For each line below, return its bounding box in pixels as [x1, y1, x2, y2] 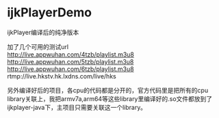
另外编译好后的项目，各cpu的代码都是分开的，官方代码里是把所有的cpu [7, 86, 209, 94]
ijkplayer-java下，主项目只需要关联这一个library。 [7, 103, 147, 111]
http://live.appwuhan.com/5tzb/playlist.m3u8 [7, 57, 134, 65]
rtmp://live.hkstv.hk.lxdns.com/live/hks [7, 72, 116, 80]
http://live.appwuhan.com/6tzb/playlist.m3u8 [7, 65, 135, 73]
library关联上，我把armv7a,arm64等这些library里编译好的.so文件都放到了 [7, 94, 213, 103]
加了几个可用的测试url [7, 42, 69, 50]
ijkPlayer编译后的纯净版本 [7, 28, 79, 36]
